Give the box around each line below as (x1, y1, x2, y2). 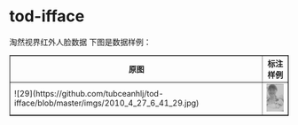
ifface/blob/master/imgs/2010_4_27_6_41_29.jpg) (14, 98, 200, 108)
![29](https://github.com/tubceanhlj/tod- (14, 89, 164, 99)
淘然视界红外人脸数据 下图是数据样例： (9, 36, 152, 47)
